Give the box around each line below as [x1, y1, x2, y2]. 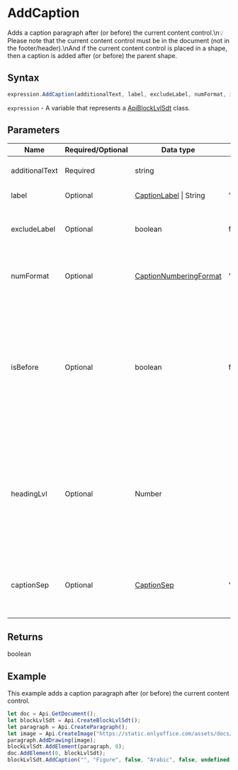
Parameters [7, 124, 60, 136]
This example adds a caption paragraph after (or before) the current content [7, 689, 229, 698]
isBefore [11, 363, 39, 373]
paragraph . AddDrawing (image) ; [7, 737, 97, 744]
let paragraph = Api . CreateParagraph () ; [7, 723, 129, 730]
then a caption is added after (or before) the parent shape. [7, 51, 178, 60]
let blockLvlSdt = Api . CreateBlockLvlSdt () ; [7, 717, 141, 724]
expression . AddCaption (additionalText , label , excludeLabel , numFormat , [7, 91, 227, 98]
